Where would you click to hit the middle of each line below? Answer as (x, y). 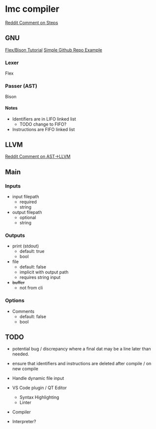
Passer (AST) (21, 86)
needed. (21, 354)
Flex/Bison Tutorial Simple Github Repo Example (54, 50)
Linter (26, 402)
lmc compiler (32, 9)
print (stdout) (26, 246)
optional (28, 217)
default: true (32, 251)
